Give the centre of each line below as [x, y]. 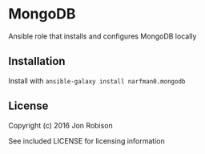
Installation [37, 61]
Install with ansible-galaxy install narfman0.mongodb [97, 80]
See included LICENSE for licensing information [87, 140]
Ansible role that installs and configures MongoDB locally [102, 36]
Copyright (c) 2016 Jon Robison [61, 125]
